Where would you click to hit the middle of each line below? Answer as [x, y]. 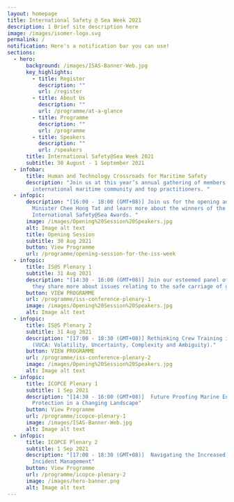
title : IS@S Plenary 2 [58, 325]
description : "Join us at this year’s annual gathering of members [126, 182]
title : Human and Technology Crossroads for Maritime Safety [116, 176]
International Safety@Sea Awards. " [85, 215]
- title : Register [59, 79]
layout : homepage [32, 14]
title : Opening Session [60, 235]
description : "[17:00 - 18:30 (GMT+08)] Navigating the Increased [126, 455]
